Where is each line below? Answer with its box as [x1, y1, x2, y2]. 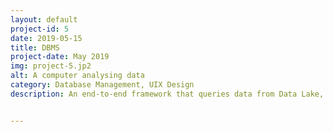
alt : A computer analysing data [10, 71, 145, 81]
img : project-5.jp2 [10, 61, 92, 71]
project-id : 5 [10, 24, 70, 34]
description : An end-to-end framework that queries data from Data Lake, [10, 89, 325, 99]
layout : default [10, 14, 78, 25]
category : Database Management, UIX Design [10, 80, 195, 90]
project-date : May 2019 [10, 52, 110, 62]
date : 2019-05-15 [10, 33, 83, 43]
